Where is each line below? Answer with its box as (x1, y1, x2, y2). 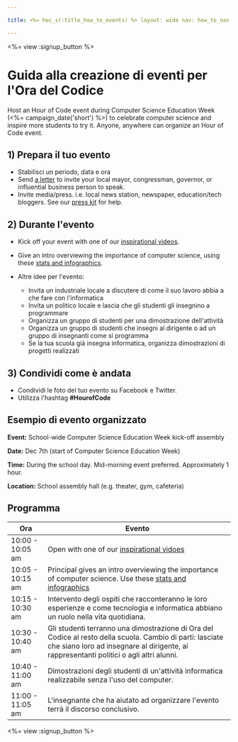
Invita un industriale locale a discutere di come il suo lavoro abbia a (28, 286, 225, 295)
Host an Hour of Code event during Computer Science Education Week (7, 106, 215, 114)
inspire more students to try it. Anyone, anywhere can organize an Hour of (7, 121, 224, 129)
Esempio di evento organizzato (7, 414, 147, 426)
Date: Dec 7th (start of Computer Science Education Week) (7, 447, 181, 455)
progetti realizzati (28, 347, 80, 355)
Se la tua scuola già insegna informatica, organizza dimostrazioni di (28, 339, 225, 348)
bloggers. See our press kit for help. (17, 198, 123, 207)
